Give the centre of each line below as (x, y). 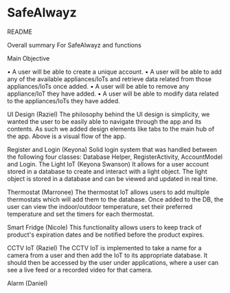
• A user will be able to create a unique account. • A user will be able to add (114, 72)
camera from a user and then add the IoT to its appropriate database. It (107, 255)
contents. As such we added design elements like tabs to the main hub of (111, 129)
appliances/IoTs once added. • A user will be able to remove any (98, 86)
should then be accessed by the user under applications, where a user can (113, 262)
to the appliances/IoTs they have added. (64, 100)
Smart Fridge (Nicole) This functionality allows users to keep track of (104, 227)
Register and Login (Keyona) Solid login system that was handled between (112, 149)
